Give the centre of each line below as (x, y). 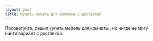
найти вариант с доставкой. (34, 33)
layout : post (18, 10)
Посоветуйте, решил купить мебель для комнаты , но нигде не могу (76, 28)
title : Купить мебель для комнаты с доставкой (53, 14)
